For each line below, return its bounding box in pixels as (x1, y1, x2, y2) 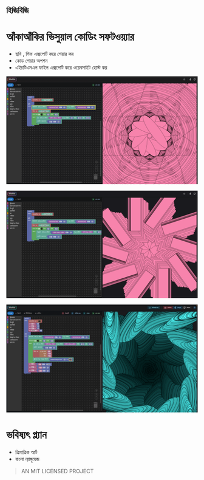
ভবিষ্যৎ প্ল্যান (6, 428, 47, 442)
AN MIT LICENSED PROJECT (21, 467, 94, 475)
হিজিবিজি (6, 5, 29, 16)
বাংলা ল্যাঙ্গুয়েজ (15, 455, 39, 462)
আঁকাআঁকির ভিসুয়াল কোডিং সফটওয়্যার (6, 30, 135, 44)
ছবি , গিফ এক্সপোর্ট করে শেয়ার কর (15, 50, 74, 58)
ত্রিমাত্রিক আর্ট (15, 448, 38, 456)
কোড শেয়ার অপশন (15, 57, 48, 64)
